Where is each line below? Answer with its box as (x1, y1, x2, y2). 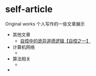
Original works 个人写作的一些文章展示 (5, 21, 85, 27)
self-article (5, 4, 53, 15)
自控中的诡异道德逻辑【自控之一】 (20, 38, 91, 44)
